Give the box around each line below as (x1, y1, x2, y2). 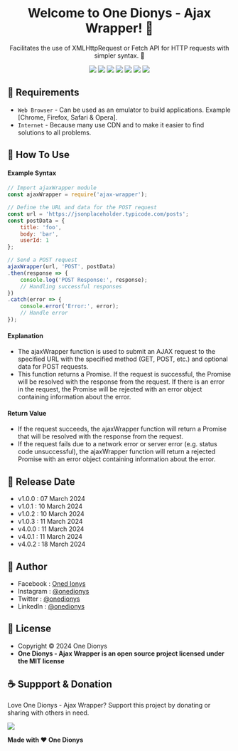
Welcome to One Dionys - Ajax (27, 5, 212, 21)
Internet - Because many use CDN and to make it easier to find (17, 120, 205, 129)
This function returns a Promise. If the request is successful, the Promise (17, 370, 232, 379)
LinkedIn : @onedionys (17, 602, 85, 610)
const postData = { (7, 217, 65, 224)
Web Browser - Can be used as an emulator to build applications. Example (17, 105, 231, 114)
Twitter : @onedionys (17, 594, 80, 603)
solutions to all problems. (17, 128, 92, 137)
